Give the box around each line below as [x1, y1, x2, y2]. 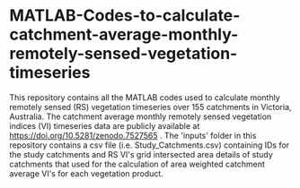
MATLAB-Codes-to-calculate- [9, 5, 241, 26]
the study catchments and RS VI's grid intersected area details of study [9, 149, 274, 159]
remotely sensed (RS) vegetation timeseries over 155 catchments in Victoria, [9, 101, 292, 112]
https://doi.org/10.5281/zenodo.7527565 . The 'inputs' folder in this [9, 130, 257, 141]
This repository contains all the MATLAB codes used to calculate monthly [9, 91, 280, 103]
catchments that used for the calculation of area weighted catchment [9, 158, 265, 169]
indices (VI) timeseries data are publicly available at [9, 120, 200, 131]
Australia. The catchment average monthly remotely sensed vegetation [9, 111, 272, 122]
